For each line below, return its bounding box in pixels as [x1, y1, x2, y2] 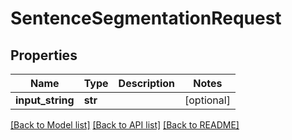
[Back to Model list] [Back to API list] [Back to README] [10, 119, 240, 131]
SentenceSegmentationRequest [10, 7, 282, 30]
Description [118, 77, 176, 90]
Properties [10, 47, 78, 64]
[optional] [184, 93, 231, 107]
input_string [15, 93, 75, 107]
